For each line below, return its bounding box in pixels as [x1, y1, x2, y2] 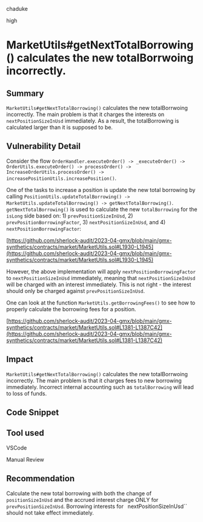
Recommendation [6, 473, 75, 484]
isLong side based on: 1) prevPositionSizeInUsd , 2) [6, 212, 133, 219]
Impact [6, 354, 33, 365]
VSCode [6, 444, 27, 452]
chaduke [6, 5, 28, 12]
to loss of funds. [6, 390, 47, 397]
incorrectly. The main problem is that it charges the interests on [6, 111, 165, 118]
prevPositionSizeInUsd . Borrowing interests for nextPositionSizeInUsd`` [6, 503, 188, 510]
